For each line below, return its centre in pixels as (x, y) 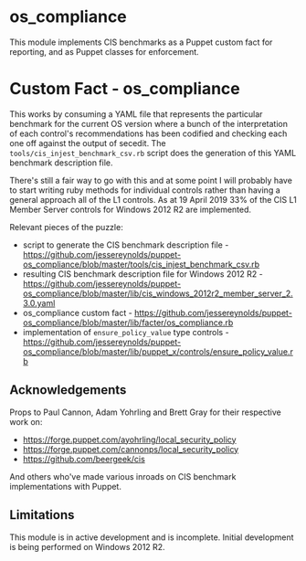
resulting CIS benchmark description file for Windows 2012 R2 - (142, 274)
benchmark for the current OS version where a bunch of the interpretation (148, 123)
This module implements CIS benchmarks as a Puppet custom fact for (141, 42)
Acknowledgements (68, 390)
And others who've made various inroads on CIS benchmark (123, 476)
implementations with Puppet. (65, 486)
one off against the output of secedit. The (88, 143)
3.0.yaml (39, 302)
